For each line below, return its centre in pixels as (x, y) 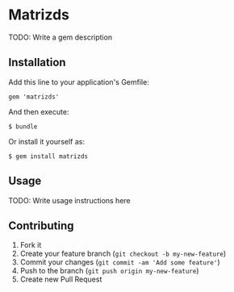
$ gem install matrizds (48, 156)
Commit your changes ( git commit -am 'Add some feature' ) (120, 262)
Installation (37, 63)
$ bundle (23, 127)
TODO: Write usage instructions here (69, 200)
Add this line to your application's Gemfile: (79, 81)
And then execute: (39, 111)
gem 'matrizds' (34, 97)
